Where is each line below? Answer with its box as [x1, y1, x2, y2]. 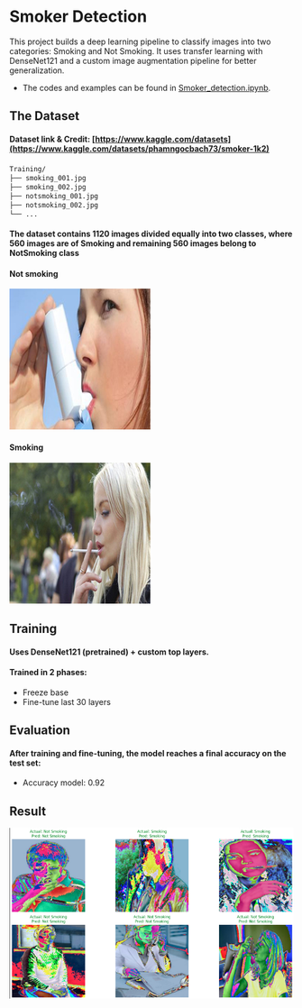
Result [9, 803, 47, 819]
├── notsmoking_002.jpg [9, 200, 99, 209]
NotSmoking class [9, 248, 79, 259]
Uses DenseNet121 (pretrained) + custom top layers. [9, 646, 210, 657]
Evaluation [9, 723, 70, 738]
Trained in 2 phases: [9, 667, 87, 678]
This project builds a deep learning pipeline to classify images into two [9, 36, 271, 47]
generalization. [9, 65, 65, 76]
